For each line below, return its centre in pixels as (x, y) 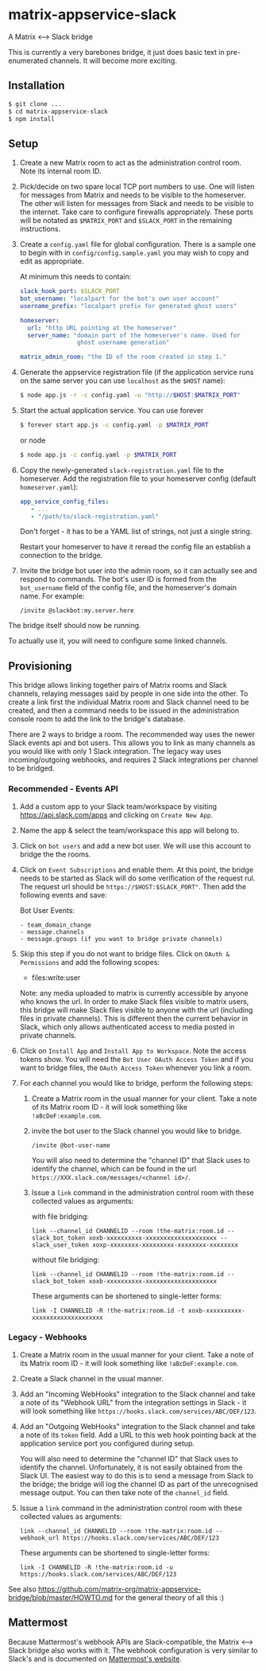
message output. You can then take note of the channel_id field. (124, 1492)
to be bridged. (31, 768)
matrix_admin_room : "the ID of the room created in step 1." (123, 357)
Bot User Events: (47, 910)
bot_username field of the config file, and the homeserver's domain (128, 588)
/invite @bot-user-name (71, 1145)
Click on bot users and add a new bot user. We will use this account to (135, 845)
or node (33, 440)
